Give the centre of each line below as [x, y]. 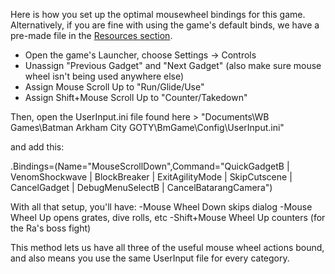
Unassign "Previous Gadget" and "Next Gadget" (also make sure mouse [173, 65]
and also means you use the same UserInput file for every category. [150, 258]
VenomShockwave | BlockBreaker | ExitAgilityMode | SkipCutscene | [151, 177]
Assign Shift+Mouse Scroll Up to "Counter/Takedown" [136, 97]
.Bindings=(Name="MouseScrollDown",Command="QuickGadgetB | [150, 166]
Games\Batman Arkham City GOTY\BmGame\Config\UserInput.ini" [147, 127]
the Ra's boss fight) [51, 228]
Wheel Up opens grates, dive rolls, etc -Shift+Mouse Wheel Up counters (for [168, 217]
